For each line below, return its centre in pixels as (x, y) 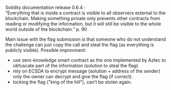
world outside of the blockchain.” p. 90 (46, 29)
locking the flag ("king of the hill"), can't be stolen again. (72, 82)
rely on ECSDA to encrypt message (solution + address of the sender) (86, 71)
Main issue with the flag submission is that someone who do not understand (86, 39)
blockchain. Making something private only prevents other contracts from (83, 18)
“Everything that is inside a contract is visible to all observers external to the (85, 13)
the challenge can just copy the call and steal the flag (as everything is (80, 45)
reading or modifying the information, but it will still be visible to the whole (83, 24)
